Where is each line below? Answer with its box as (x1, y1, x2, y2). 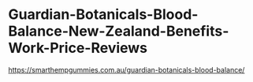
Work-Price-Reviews (8, 39, 148, 57)
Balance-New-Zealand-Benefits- (8, 22, 229, 40)
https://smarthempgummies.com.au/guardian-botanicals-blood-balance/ (8, 65, 245, 74)
